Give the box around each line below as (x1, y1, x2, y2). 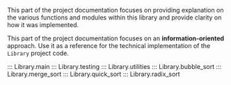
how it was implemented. (7, 21, 79, 29)
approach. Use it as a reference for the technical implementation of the (7, 42, 211, 49)
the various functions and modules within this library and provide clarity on (7, 13, 222, 22)
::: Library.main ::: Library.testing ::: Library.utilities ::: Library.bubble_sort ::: (7, 63, 222, 70)
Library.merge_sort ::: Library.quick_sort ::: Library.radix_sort (7, 70, 180, 78)
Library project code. (7, 49, 70, 57)
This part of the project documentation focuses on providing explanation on (7, 6, 224, 14)
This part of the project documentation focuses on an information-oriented (7, 34, 225, 42)
